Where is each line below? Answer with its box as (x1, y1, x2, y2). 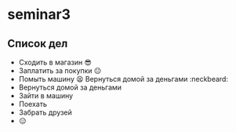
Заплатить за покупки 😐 (18, 66, 102, 75)
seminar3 (7, 5, 71, 24)
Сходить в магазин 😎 (18, 57, 92, 67)
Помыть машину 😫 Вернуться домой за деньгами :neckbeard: (18, 75, 229, 83)
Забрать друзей (18, 108, 72, 117)
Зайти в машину (18, 91, 74, 100)
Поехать (18, 100, 48, 108)
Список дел (7, 37, 68, 50)
